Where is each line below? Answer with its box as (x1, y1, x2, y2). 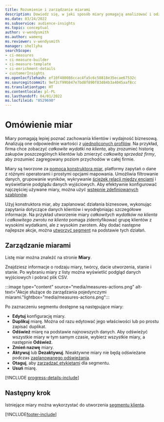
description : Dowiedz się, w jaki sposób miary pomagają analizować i (5, 12, 152, 17)
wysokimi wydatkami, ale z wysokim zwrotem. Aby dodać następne (5, 222, 141, 228)
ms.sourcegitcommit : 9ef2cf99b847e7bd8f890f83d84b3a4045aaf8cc (5, 80, 137, 85)
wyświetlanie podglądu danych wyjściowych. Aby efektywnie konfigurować (5, 182, 157, 188)
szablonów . (5, 192, 28, 198)
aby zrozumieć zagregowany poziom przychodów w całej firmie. (5, 156, 135, 162)
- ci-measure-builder (5, 57, 49, 62)
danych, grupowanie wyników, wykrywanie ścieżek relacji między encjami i (5, 176, 156, 182)
